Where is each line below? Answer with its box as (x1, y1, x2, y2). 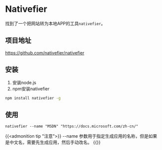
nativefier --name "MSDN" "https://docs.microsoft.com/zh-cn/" (5, 124, 139, 129)
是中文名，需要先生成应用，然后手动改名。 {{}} (5, 140, 101, 146)
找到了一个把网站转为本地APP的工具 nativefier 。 (5, 20, 106, 26)
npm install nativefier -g (5, 96, 61, 100)
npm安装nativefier (12, 86, 50, 92)
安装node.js (12, 79, 37, 85)
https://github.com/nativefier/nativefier (5, 50, 85, 55)
